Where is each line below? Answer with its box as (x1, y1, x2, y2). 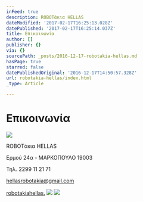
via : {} (6, 48, 26, 54)
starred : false (6, 64, 44, 70)
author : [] (6, 36, 33, 42)
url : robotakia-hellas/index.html (6, 75, 92, 81)
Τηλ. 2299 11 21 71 (6, 165, 51, 173)
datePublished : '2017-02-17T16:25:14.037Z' (6, 25, 116, 32)
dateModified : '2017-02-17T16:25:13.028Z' (6, 20, 113, 26)
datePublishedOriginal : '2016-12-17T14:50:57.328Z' (6, 70, 137, 76)
